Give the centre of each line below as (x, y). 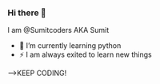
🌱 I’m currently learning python (70, 46)
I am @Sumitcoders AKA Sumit (58, 30)
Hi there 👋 (27, 13)
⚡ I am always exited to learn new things (86, 54)
